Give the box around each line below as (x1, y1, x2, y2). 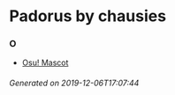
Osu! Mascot (21, 57, 69, 68)
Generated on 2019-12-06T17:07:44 (9, 77, 140, 89)
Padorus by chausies (9, 6, 166, 26)
